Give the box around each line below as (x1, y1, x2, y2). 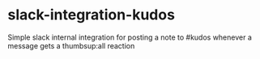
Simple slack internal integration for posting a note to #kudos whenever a (7, 32, 253, 42)
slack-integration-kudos (7, 6, 176, 24)
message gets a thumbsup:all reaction (7, 40, 135, 50)
